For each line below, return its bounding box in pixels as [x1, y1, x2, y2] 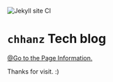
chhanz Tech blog [7, 31, 107, 47]
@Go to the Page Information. [7, 54, 93, 62]
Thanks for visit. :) [7, 67, 59, 76]
